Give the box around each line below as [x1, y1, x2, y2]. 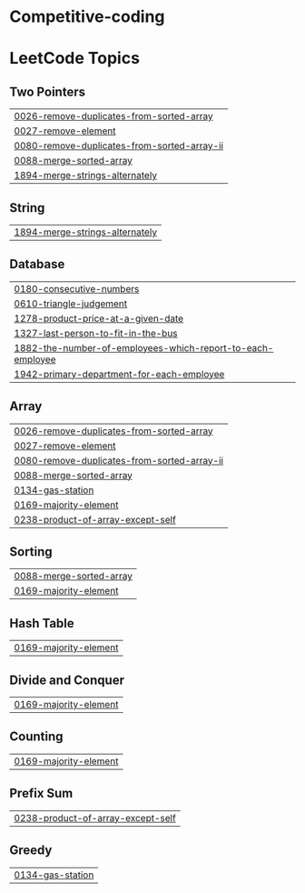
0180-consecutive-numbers [14, 282, 140, 295]
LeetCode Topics [9, 48, 141, 69]
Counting [9, 729, 64, 745]
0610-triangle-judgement [14, 297, 128, 310]
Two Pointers [9, 84, 86, 99]
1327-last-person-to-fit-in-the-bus [14, 326, 179, 339]
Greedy [9, 843, 53, 858]
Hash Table [9, 616, 74, 631]
